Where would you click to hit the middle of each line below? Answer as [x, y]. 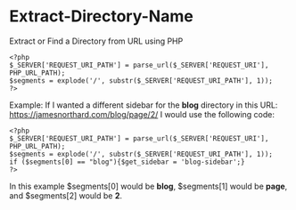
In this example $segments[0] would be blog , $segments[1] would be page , [148, 186]
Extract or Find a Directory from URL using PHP [96, 41]
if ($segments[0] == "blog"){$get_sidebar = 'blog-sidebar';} [127, 162]
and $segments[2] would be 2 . [66, 195]
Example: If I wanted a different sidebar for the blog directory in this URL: [144, 105]
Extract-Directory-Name [101, 16]
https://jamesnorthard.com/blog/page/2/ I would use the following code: [142, 114]
